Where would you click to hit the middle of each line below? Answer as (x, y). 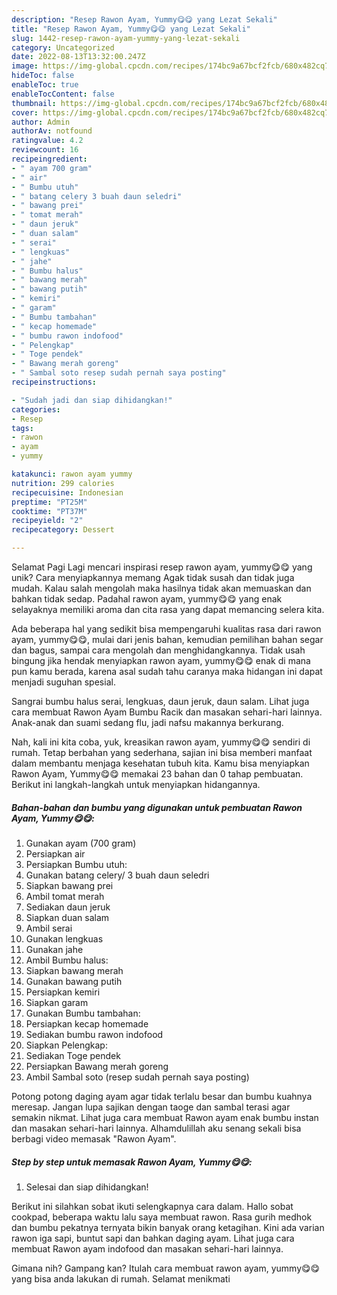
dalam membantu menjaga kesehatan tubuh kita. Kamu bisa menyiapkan (160, 763)
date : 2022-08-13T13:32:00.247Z (78, 57)
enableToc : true (45, 85)
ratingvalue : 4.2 (47, 141)
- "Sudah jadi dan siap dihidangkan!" (92, 400)
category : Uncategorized (63, 47)
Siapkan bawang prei (69, 885)
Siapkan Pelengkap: (66, 1045)
